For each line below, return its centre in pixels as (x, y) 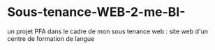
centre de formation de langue (51, 38)
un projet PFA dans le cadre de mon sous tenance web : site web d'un (107, 31)
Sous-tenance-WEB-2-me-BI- (96, 12)
